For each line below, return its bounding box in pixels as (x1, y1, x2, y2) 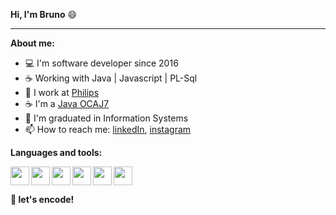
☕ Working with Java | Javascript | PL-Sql (24, 72, 198, 84)
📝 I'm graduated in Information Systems (24, 112, 189, 124)
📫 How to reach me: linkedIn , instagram (24, 124, 192, 135)
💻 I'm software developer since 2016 (24, 57, 179, 69)
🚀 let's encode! (10, 194, 75, 205)
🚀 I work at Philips (24, 87, 100, 98)
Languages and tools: (10, 147, 103, 158)
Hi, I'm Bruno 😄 (10, 9, 78, 20)
